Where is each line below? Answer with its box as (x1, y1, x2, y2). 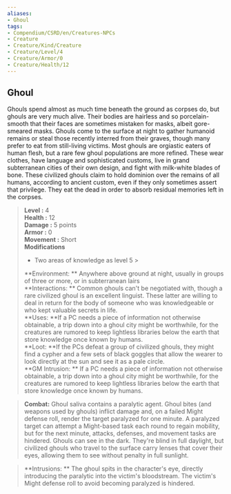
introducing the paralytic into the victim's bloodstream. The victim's (23, 472, 217, 480)
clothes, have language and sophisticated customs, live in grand (7, 156, 190, 165)
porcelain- (179, 112, 210, 121)
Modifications (23, 243, 66, 251)
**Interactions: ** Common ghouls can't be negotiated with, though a (23, 284, 223, 293)
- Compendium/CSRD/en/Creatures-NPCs (7, 29, 116, 37)
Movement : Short (23, 236, 77, 244)
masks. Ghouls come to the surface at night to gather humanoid (33, 127, 215, 135)
